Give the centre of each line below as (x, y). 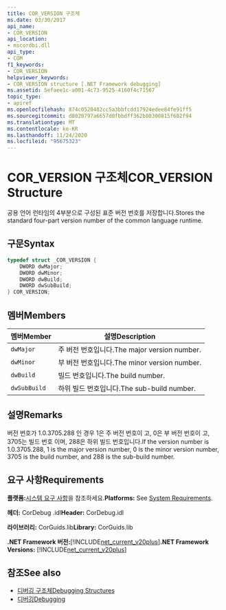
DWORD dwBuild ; (41, 280)
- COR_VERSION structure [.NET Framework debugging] (84, 84)
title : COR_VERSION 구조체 (44, 13)
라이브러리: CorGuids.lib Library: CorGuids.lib (70, 527)
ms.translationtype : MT (41, 122)
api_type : (21, 52)
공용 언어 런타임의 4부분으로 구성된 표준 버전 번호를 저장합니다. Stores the (106, 213)
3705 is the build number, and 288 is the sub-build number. (91, 456)
